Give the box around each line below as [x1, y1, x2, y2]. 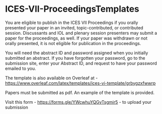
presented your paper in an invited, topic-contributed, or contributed [5, 24, 143, 30]
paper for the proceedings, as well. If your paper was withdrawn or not [5, 35, 148, 41]
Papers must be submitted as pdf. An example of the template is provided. [5, 90, 155, 95]
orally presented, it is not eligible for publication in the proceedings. [5, 40, 141, 46]
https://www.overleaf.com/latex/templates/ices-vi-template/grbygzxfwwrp [5, 80, 156, 86]
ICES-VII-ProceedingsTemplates [5, 3, 139, 15]
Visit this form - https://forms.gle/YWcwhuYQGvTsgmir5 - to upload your [5, 99, 152, 105]
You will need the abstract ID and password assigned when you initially [5, 50, 148, 56]
